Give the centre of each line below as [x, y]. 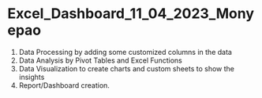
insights [32, 77]
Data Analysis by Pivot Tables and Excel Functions [100, 60]
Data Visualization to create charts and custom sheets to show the [126, 68]
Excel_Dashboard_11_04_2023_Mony [131, 14]
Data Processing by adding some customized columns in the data [125, 52]
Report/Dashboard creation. [64, 85]
